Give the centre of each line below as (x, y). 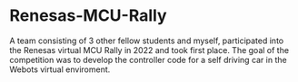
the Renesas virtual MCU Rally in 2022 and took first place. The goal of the (149, 50)
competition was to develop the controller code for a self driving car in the (149, 59)
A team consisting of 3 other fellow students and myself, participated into (147, 41)
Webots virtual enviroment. (60, 69)
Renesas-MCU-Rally (88, 16)
